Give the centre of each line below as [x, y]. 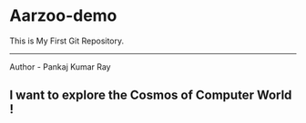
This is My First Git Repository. [67, 41]
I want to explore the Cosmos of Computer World [151, 95]
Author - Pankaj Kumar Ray [60, 66]
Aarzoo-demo [63, 16]
